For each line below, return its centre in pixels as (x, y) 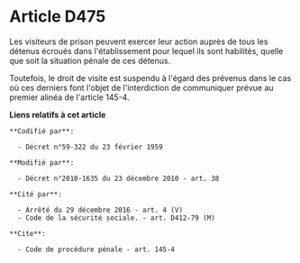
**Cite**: (28, 233)
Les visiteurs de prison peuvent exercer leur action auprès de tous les (139, 41)
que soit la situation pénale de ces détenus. (90, 60)
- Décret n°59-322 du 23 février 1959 (91, 147)
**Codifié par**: (42, 131)
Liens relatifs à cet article (58, 114)
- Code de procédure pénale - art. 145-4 (96, 249)
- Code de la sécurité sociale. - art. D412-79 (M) (117, 218)
